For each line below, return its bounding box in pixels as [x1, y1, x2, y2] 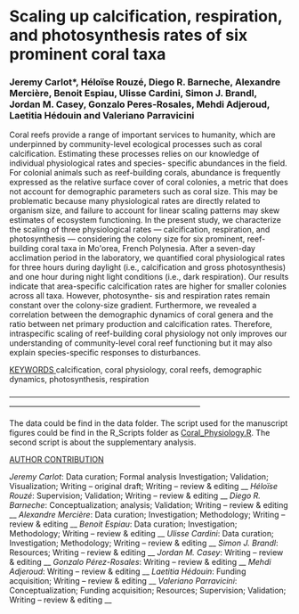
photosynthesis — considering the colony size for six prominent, [9, 233, 246, 244]
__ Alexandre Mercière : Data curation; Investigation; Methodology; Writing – [9, 510, 286, 520]
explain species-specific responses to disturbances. [9, 348, 202, 358]
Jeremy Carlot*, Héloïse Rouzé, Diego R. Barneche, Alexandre [9, 76, 281, 88]
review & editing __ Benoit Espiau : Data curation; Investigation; [9, 519, 238, 529]
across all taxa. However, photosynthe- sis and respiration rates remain [9, 291, 271, 301]
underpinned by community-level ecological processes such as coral [9, 139, 263, 150]
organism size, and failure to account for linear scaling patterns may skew [9, 205, 280, 216]
